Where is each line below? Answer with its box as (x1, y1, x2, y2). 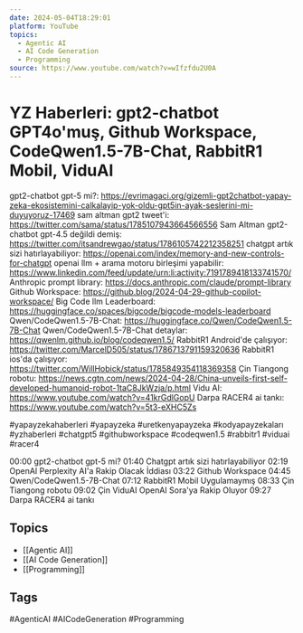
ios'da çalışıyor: (9, 354, 68, 364)
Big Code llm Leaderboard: (55, 296, 156, 307)
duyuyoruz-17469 (9, 209, 75, 220)
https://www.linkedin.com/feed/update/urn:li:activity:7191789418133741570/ (9, 267, 292, 278)
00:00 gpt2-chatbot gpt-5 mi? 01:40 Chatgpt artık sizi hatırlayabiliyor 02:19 (9, 456, 289, 467)
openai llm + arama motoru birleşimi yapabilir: (53, 257, 224, 268)
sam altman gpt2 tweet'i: (76, 209, 170, 220)
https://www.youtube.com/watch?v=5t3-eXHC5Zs (9, 402, 197, 412)
